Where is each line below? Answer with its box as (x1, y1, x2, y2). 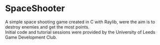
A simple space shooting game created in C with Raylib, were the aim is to (5, 19, 155, 25)
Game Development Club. (5, 34, 58, 40)
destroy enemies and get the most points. (5, 24, 90, 30)
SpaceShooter (5, 3, 65, 14)
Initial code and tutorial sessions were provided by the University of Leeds (5, 29, 156, 35)
